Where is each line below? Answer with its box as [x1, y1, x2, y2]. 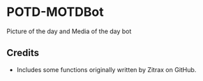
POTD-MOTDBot [6, 4, 104, 20]
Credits [6, 47, 40, 59]
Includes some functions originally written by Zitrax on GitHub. [16, 65, 197, 73]
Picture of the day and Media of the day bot [6, 27, 132, 35]
